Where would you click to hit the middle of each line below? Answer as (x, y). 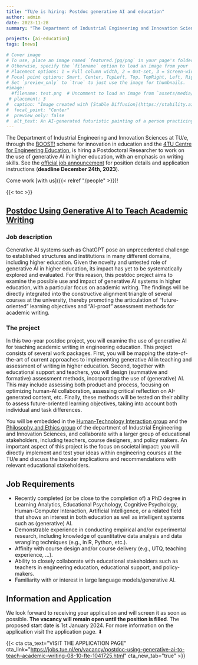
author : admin (24, 17)
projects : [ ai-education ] (38, 39)
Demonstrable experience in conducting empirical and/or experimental (100, 530)
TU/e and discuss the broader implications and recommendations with (91, 459)
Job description (29, 237)
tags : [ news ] (22, 44)
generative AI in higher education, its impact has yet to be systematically (94, 269)
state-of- (177, 353)
